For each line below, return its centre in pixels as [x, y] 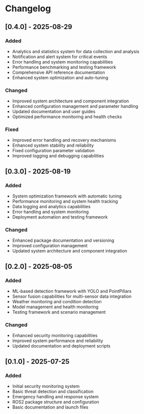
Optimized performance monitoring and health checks [67, 117]
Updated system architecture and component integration [70, 251]
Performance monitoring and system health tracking [65, 201]
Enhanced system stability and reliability [53, 145]
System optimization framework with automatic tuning [67, 196]
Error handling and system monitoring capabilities [62, 62]
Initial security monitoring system [46, 386]
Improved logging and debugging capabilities [58, 156]
